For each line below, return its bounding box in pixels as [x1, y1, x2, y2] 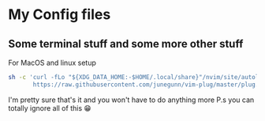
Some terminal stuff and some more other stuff [8, 37, 244, 51]
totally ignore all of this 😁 [8, 103, 92, 112]
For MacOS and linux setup [8, 58, 96, 67]
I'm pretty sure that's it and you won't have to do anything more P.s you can [8, 95, 255, 104]
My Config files [8, 6, 111, 24]
